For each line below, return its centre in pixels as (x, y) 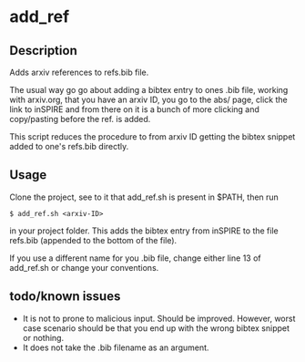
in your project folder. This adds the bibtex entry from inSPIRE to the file (144, 231)
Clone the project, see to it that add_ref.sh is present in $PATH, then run (144, 197)
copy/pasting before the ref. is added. (80, 119)
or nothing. (43, 337)
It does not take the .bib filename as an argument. (116, 347)
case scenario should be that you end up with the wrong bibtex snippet (156, 328)
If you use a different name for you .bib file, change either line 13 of (135, 258)
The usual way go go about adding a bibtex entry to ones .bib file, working (149, 90)
